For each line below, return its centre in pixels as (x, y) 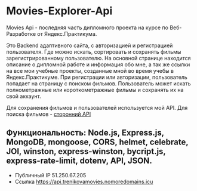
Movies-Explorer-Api (59, 11)
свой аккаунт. (24, 96)
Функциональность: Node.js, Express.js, (85, 133)
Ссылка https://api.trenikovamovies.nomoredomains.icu (84, 181)
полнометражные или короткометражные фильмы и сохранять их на (95, 90)
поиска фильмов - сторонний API (49, 114)
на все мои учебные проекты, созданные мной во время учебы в (90, 70)
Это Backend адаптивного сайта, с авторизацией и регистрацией (90, 45)
